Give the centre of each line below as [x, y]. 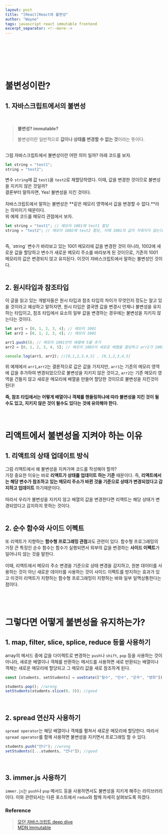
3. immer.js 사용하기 [36, 778]
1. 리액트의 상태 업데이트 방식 [47, 456]
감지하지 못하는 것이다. [49, 506]
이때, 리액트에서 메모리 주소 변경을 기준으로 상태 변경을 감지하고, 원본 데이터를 [81, 565]
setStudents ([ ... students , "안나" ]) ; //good [51, 751]
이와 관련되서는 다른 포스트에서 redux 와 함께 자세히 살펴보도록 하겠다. [83, 797]
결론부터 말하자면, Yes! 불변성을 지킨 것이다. [48, 192]
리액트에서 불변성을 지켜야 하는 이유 [74, 436]
